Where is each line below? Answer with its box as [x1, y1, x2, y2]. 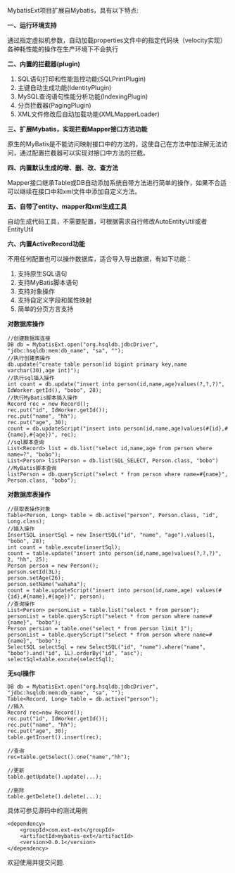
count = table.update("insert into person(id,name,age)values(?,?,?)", [7, 550, 222, 557]
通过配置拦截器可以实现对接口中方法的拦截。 [19, 148, 149, 157]
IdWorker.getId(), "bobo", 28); [7, 387, 102, 394]
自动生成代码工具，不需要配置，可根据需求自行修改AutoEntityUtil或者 [7, 217, 208, 225]
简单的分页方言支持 [17, 305, 74, 313]
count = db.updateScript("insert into [7, 425, 121, 432]
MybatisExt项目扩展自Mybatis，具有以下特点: [7, 6, 139, 14]
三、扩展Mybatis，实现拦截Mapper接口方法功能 [7, 125, 148, 133]
